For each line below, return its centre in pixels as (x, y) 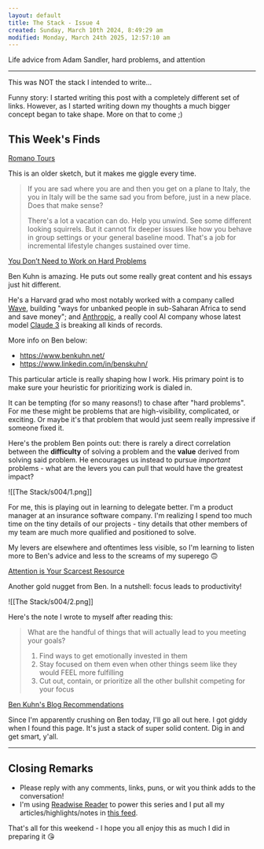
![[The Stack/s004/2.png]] (51, 602)
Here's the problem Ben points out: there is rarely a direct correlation (119, 443)
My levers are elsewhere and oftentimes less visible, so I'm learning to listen (131, 547)
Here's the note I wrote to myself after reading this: (91, 617)
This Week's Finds (54, 139)
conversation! (42, 795)
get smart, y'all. (33, 736)
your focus (57, 689)
